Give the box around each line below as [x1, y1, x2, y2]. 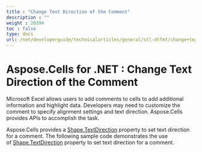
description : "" [6, 14, 50, 20]
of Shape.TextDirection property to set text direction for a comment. [6, 139, 174, 146]
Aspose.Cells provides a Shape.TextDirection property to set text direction [6, 126, 190, 133]
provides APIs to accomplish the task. [6, 114, 100, 121]
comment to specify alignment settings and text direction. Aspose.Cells [6, 108, 183, 115]
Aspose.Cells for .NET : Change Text [6, 62, 192, 76]
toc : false [6, 25, 36, 32]
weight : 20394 [6, 20, 44, 26]
